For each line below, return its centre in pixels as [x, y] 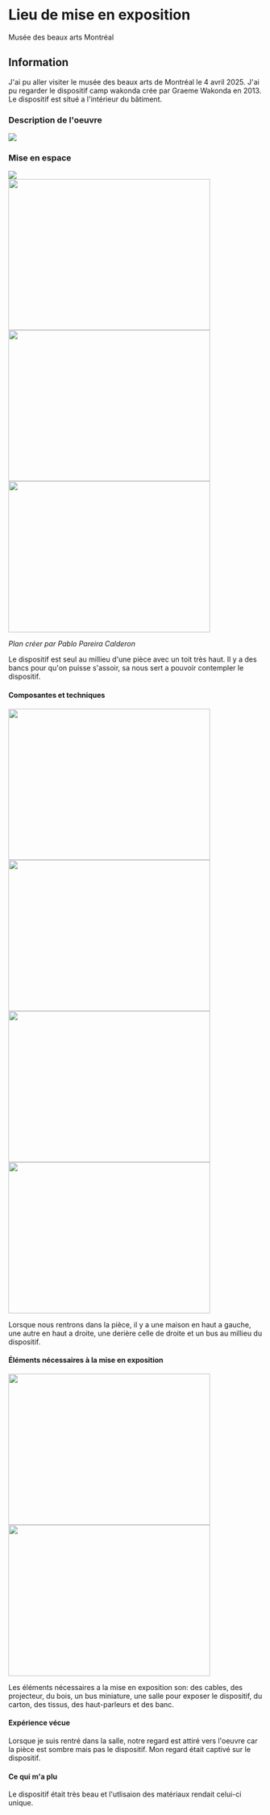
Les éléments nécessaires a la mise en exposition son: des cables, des [126, 1687]
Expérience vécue [39, 1723]
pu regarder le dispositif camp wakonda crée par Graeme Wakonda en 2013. [135, 90]
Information [39, 62]
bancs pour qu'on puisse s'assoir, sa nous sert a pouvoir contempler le [126, 668]
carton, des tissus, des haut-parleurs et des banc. [91, 1704]
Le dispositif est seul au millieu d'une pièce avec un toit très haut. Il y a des [133, 659]
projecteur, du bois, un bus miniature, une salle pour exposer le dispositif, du [135, 1696]
